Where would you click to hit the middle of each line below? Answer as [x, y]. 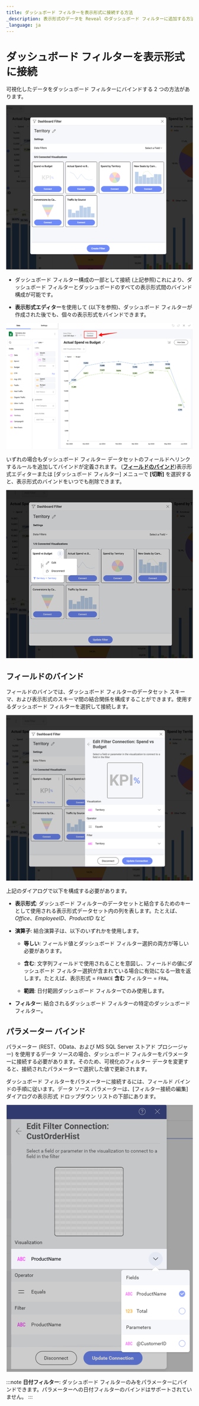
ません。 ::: [20, 1397]
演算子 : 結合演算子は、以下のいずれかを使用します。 [78, 931]
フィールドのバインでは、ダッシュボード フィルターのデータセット [87, 692]
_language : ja [24, 25]
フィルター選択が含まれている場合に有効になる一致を [121, 971]
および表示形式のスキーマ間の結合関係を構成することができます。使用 [102, 699]
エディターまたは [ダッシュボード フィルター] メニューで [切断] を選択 [96, 474]
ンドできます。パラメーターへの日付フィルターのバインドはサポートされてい [99, 1389]
